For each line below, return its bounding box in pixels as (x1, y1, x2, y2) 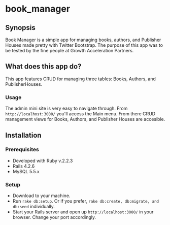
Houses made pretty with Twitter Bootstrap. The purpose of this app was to (5, 42, 163, 48)
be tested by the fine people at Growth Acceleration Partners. (5, 48, 134, 53)
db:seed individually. (12, 204, 55, 210)
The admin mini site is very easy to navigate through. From (5, 105, 128, 112)
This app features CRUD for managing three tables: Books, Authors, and (5, 76, 156, 82)
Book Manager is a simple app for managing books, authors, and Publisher (5, 37, 161, 43)
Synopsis (5, 23, 36, 32)
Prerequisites (5, 146, 39, 153)
